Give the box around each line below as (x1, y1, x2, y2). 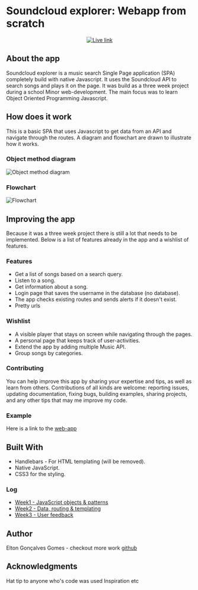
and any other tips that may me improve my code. (6, 396, 127, 404)
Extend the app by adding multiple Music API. (14, 343, 126, 350)
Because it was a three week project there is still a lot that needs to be (6, 230, 178, 237)
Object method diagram (6, 155, 76, 163)
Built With (6, 442, 43, 452)
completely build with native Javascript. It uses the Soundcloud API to (6, 75, 177, 83)
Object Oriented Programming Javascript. (6, 94, 108, 101)
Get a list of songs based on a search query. (14, 271, 123, 278)
